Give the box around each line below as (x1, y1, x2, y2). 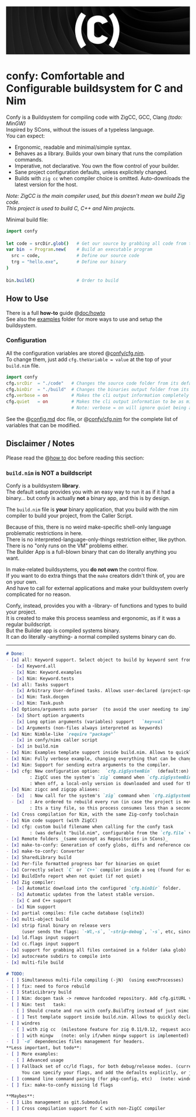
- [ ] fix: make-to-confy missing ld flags (6, 1082, 114, 1088)
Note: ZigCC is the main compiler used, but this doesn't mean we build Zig (6, 192, 185, 199)
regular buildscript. (6, 621, 52, 628)
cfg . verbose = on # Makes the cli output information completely (6, 393, 190, 399)
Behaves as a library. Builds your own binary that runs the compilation (14, 150, 183, 157)
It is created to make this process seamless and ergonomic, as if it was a (6, 615, 181, 622)
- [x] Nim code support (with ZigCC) (6, 817, 98, 823)
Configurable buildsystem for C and (6, 82, 183, 95)
